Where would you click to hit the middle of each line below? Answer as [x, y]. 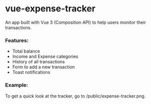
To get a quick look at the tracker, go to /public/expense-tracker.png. [75, 96]
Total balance [26, 51]
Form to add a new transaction [44, 67]
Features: [17, 40]
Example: [17, 85]
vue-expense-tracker [50, 9]
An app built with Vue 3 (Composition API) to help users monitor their [75, 22]
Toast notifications [31, 72]
